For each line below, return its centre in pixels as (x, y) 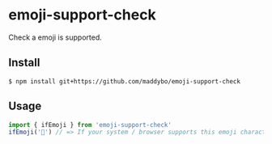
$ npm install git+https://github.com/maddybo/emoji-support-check (125, 81)
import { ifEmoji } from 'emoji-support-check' (90, 125)
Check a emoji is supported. (55, 37)
